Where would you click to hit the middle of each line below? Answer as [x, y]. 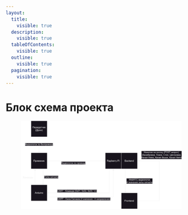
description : [28, 32]
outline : [22, 58]
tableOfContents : [33, 45]
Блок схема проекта [60, 107]
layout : [15, 13]
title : [19, 19]
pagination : [26, 70]
